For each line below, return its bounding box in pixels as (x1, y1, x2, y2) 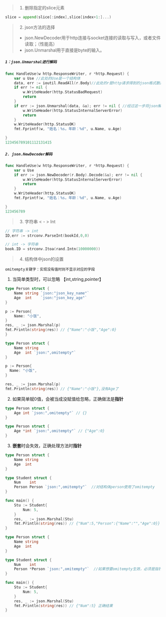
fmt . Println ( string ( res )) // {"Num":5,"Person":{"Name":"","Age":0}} (14, 521, 161, 526)
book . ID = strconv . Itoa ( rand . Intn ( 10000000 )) (5, 247, 100, 252)
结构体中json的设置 (24, 256, 64, 262)
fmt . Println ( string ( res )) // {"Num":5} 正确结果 (14, 603, 113, 608)
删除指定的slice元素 (24, 5, 65, 10)
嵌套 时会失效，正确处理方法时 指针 (12, 443, 82, 449)
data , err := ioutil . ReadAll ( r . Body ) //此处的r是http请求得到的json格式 (14, 80, 157, 86)
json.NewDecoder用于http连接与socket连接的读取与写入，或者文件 (24, 35, 161, 41)
